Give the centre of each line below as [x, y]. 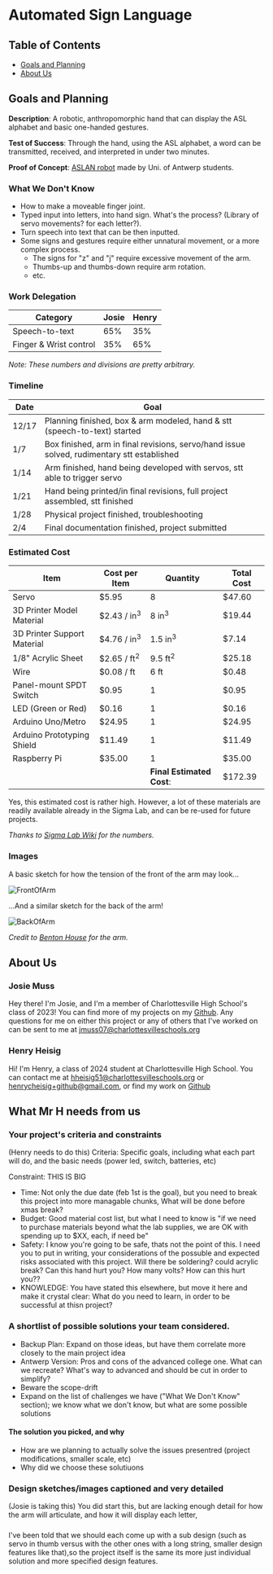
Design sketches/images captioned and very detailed [116, 1488]
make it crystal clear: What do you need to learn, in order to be [125, 1296]
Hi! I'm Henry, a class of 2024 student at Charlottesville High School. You [131, 1068]
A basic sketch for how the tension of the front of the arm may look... [124, 874]
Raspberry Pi [37, 758]
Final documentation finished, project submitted [136, 527]
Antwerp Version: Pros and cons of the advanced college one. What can [141, 1361]
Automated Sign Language [100, 15]
